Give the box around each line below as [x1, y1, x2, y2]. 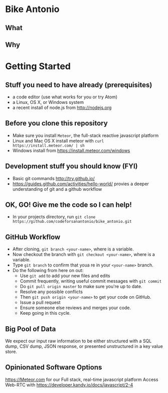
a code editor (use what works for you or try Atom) [12, 94, 118, 100]
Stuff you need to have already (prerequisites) [5, 80, 152, 89]
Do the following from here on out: [12, 268, 84, 274]
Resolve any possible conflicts [20, 289, 83, 295]
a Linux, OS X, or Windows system [12, 99, 84, 105]
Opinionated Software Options [5, 363, 102, 372]
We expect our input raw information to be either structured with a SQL [5, 338, 152, 344]
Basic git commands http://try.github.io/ [12, 175, 95, 181]
